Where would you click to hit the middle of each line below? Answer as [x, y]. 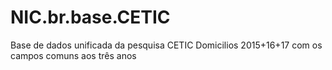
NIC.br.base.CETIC [90, 17]
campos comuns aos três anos [73, 55]
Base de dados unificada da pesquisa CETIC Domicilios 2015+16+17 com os [166, 45]
